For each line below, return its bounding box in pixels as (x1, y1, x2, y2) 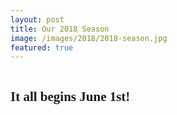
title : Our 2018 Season (10, 24, 110, 34)
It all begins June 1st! (10, 88, 131, 105)
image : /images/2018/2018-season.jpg (10, 33, 168, 43)
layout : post (10, 14, 65, 25)
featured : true (10, 42, 74, 53)
